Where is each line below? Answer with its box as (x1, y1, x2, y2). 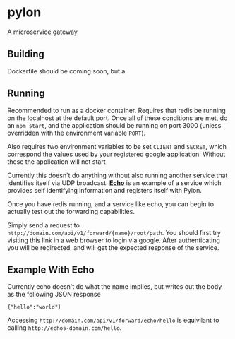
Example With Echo (7, 263, 95, 275)
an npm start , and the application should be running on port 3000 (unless (7, 121, 222, 129)
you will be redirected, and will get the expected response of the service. (7, 243, 220, 251)
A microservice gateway (7, 28, 78, 36)
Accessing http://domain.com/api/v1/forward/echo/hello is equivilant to (7, 316, 219, 325)
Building (7, 48, 44, 60)
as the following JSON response (7, 290, 101, 299)
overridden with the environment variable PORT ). (7, 129, 146, 137)
